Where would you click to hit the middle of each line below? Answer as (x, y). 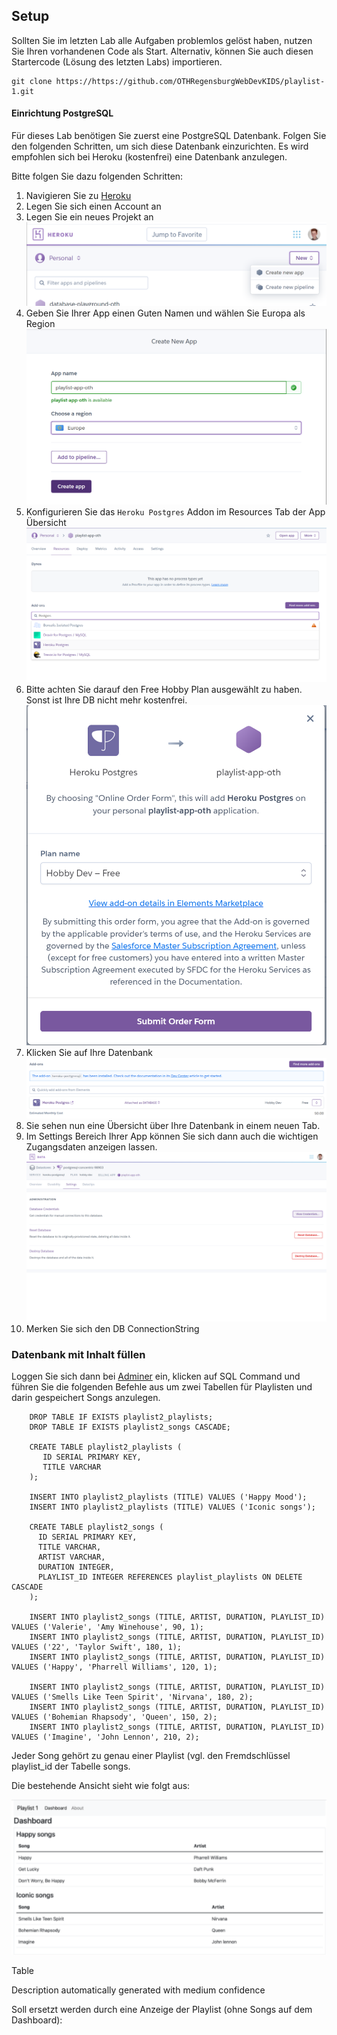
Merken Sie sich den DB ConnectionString (112, 1329)
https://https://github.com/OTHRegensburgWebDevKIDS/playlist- (190, 81)
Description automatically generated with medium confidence (138, 1990)
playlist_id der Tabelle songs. (71, 1766)
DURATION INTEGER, (76, 1567)
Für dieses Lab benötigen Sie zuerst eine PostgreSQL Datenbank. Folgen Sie (169, 136)
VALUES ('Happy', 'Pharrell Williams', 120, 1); (114, 1667)
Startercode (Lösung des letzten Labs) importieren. (117, 61)
